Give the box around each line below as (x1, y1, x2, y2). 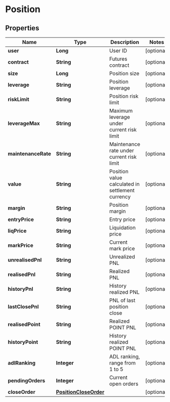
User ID (109, 47, 127, 54)
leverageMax (8, 120, 40, 127)
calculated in (109, 181, 140, 188)
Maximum (109, 107, 133, 114)
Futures (109, 56, 127, 62)
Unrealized (109, 253, 135, 260)
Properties (5, 24, 39, 32)
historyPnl (8, 286, 33, 292)
